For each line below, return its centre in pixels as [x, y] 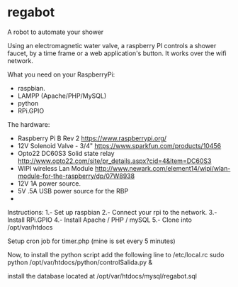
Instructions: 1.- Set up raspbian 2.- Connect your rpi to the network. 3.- [112, 212]
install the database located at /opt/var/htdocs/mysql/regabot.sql [102, 276]
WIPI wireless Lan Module [55, 168]
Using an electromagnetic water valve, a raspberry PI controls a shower [112, 45]
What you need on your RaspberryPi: [61, 74]
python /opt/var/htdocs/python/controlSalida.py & [80, 262]
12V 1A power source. [49, 183]
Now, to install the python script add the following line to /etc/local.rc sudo [116, 254]
